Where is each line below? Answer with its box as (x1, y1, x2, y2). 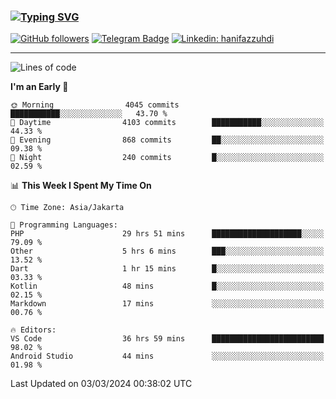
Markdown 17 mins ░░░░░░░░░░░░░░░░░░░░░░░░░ (10, 299, 325, 309)
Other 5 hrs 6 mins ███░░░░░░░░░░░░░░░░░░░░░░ (10, 246, 325, 257)
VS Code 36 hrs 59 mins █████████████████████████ (10, 334, 325, 344)
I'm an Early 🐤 (10, 81, 69, 93)
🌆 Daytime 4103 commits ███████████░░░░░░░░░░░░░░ (10, 118, 325, 128)
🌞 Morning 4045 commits (10, 100, 180, 110)
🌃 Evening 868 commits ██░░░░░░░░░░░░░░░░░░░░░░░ (10, 135, 325, 145)
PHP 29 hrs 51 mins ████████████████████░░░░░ (10, 229, 325, 239)
